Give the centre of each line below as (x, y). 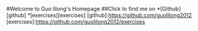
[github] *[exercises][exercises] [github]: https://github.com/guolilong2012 (99, 15)
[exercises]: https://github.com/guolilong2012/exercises (76, 22)
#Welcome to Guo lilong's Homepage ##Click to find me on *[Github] (94, 9)
